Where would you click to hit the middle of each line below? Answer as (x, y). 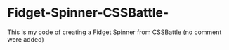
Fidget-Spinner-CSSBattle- (88, 13)
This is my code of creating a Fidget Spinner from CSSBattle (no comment (115, 32)
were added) (26, 39)
